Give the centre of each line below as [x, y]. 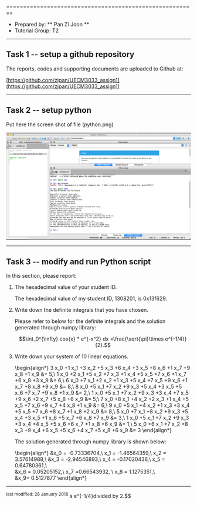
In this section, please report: [41, 276]
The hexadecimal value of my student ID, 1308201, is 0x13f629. [91, 299]
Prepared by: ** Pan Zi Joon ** [52, 24]
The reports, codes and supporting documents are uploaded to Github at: [95, 69]
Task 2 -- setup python [49, 110]
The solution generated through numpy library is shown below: [90, 442]
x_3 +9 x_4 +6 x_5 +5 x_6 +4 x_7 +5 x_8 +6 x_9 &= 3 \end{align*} [93, 430]
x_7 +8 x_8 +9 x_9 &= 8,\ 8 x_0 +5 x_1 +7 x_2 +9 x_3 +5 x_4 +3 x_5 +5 [98, 387]
